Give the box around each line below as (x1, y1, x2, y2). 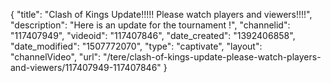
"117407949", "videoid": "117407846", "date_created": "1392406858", (10, 30, 296, 41)
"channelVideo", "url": (10, 51, 102, 63)
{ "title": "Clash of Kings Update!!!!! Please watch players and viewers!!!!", (10, 9, 313, 20)
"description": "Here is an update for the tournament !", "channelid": (10, 19, 291, 31)
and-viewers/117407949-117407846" (10, 62, 162, 73)
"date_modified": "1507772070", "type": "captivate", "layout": (10, 40, 263, 52)
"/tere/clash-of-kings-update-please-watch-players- (103, 51, 322, 63)
